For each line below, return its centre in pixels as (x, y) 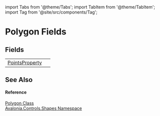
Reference (16, 92)
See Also (19, 80)
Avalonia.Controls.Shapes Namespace (44, 108)
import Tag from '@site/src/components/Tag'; (51, 12)
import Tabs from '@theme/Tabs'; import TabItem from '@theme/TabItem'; (80, 7)
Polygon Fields (36, 32)
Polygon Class (20, 103)
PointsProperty (25, 63)
